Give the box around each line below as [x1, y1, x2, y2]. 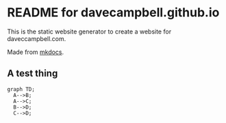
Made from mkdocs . [7, 48, 64, 56]
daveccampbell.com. [7, 34, 66, 42]
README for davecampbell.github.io [7, 5, 220, 20]
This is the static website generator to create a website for [7, 27, 172, 36]
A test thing [7, 68, 58, 79]
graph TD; [7, 85, 36, 93]
